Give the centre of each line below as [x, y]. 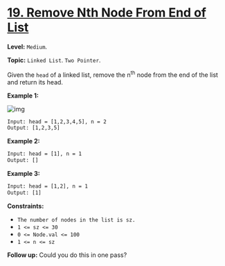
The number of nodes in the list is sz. [76, 220]
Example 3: [24, 174]
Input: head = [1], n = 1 [44, 154]
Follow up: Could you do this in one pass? [67, 255]
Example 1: [23, 96]
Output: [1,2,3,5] [34, 128]
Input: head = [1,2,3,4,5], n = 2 [57, 122]
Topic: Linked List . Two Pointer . [54, 60]
